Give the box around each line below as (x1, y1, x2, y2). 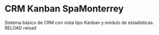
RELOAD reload (5, 24, 37, 30)
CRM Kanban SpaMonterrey (5, 3, 124, 14)
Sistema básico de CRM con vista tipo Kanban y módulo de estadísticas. (5, 19, 154, 25)
